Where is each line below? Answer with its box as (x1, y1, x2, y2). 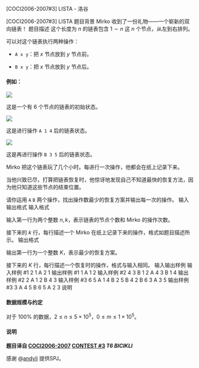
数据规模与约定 (6, 298, 43, 306)
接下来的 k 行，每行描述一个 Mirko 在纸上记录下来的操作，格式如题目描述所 (6, 229, 190, 236)
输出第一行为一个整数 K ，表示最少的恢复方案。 (6, 249, 121, 256)
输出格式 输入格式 (6, 204, 49, 211)
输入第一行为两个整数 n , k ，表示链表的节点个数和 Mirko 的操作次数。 (6, 216, 173, 224)
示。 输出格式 (6, 237, 39, 244)
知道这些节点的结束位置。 (21, 184, 84, 191)
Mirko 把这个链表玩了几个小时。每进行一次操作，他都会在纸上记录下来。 (6, 163, 183, 171)
